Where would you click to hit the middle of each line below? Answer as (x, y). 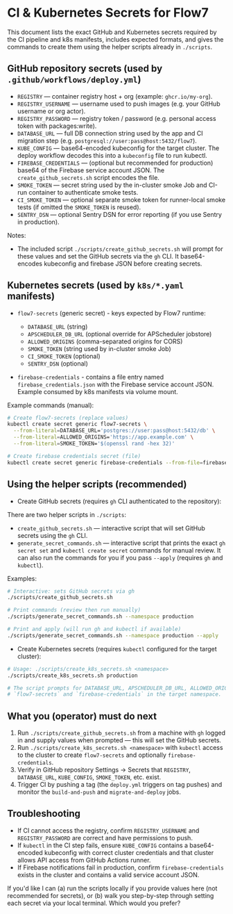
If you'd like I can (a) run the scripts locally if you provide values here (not (112, 888)
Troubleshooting (44, 814)
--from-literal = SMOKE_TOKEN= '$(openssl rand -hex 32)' (94, 444)
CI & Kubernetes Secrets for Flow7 (108, 13)
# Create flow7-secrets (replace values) (68, 418)
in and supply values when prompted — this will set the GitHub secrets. (119, 740)
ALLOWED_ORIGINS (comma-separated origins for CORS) (105, 341)
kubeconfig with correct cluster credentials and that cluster (129, 852)
